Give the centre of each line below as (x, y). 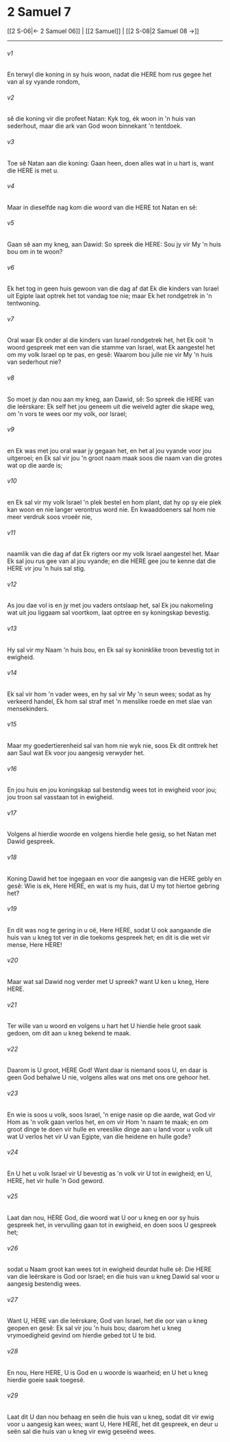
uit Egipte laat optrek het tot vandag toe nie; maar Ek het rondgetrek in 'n (110, 296)
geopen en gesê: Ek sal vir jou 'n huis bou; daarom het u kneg (94, 1328)
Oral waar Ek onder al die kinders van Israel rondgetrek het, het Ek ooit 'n (110, 340)
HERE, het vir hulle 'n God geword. (56, 1180)
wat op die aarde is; (35, 465)
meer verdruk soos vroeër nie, (50, 516)
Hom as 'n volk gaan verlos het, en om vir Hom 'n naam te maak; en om (108, 1122)
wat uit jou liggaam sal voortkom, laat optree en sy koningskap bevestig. (109, 613)
